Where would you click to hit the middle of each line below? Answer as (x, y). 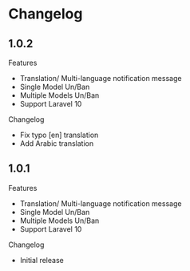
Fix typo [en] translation (59, 135)
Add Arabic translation (57, 144)
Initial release (42, 260)
